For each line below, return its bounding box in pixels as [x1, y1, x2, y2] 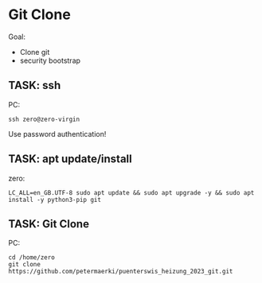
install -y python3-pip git [8, 196, 102, 204]
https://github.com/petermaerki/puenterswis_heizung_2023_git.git [8, 268, 233, 276]
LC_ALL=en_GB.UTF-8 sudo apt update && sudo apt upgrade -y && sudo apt [8, 188, 255, 196]
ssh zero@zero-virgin [8, 115, 80, 123]
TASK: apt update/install [8, 153, 133, 166]
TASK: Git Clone [8, 217, 90, 231]
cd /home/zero [8, 254, 56, 262]
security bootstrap [19, 56, 81, 65]
